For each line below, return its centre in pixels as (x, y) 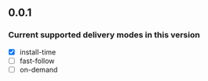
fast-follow (37, 61)
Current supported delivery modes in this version (104, 35)
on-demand (38, 69)
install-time (38, 52)
